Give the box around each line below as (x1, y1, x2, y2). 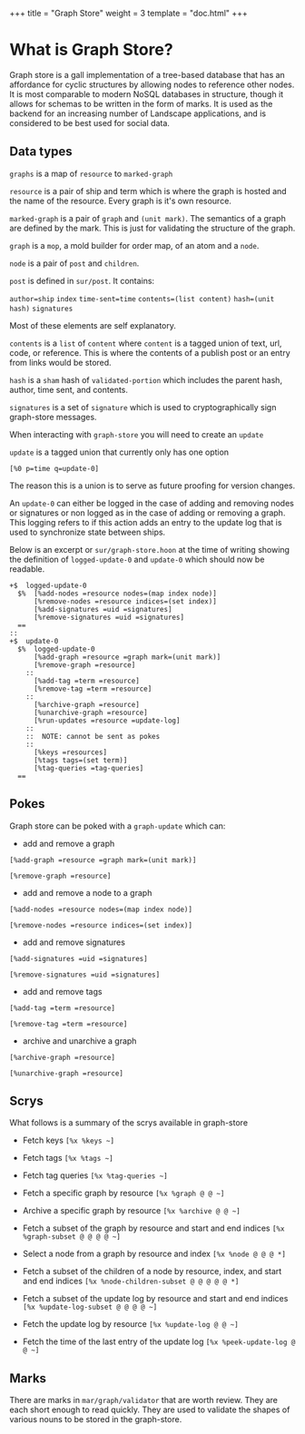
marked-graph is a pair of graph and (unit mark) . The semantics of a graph (9, 212, 286, 223)
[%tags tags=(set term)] (33, 755, 128, 765)
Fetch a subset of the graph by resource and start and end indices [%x (22, 1223, 285, 1233)
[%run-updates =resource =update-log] (33, 716, 181, 725)
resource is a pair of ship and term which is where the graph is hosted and (9, 185, 288, 196)
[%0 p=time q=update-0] (9, 464, 100, 473)
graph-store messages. (9, 411, 97, 422)
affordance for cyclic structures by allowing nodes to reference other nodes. (9, 79, 295, 90)
